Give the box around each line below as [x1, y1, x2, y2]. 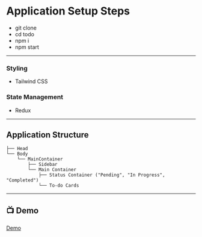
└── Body [6, 151, 28, 157]
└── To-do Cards [38, 183, 79, 189]
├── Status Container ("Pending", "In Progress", [38, 172, 165, 179]
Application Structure [6, 130, 89, 140]
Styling [6, 64, 28, 72]
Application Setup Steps [6, 4, 130, 18]
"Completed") [6, 177, 39, 183]
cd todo [14, 30, 35, 37]
